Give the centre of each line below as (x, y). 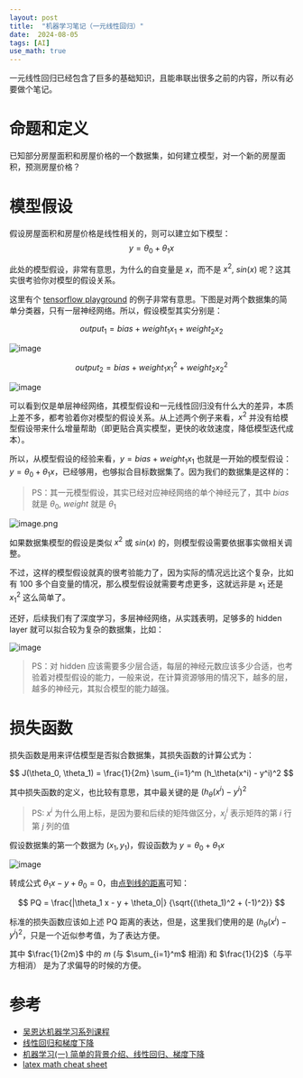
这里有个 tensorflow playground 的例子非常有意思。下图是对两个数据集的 (144, 299)
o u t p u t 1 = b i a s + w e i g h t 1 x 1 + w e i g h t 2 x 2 (151, 330)
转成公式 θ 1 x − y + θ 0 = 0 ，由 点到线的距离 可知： (99, 884)
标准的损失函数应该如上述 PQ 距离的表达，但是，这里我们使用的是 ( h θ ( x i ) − (148, 922)
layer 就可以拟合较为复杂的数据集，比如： (87, 629)
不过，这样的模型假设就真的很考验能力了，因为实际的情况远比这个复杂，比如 (151, 572)
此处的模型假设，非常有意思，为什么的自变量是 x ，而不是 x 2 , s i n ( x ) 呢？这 (147, 269)
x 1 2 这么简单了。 (40, 598)
